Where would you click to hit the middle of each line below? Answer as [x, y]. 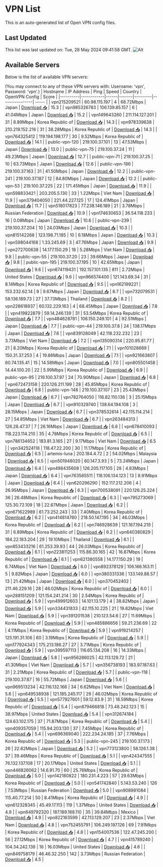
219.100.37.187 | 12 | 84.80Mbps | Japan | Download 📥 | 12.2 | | [79, 178]
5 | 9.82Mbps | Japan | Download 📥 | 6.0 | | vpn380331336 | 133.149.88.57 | [81, 574]
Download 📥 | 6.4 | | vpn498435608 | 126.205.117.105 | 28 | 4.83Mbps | [77, 468]
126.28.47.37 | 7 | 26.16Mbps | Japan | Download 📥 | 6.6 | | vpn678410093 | [81, 426]
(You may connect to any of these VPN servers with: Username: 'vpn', [75, 86]
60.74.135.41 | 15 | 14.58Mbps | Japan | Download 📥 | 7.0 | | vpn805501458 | [81, 362]
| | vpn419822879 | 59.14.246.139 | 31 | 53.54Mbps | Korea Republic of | [77, 313]
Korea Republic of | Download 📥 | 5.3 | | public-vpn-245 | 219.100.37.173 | [79, 741]
